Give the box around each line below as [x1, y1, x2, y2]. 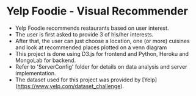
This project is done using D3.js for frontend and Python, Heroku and [15, 50, 189, 57]
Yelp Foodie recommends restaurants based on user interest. [15, 24, 169, 32]
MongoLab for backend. [15, 57, 76, 64]
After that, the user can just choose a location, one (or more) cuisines [15, 37, 191, 44]
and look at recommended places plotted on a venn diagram [15, 44, 167, 51]
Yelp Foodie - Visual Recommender [6, 4, 188, 18]
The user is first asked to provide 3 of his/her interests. [15, 30, 154, 38]
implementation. [15, 69, 56, 77]
